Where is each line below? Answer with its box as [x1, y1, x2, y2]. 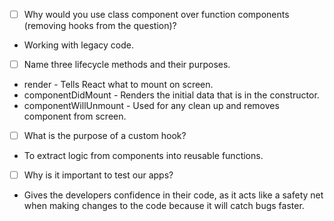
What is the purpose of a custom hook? [23, 130, 187, 142]
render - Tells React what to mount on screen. [23, 79, 214, 91]
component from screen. [23, 110, 127, 123]
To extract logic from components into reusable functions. [23, 150, 264, 162]
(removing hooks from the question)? [23, 20, 177, 32]
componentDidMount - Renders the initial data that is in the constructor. [23, 89, 320, 101]
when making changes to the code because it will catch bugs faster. [23, 200, 305, 212]
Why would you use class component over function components [23, 9, 290, 20]
